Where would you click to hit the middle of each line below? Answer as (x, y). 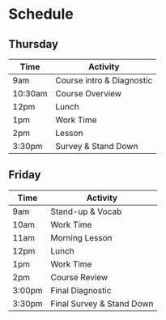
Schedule (41, 14)
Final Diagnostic (81, 290)
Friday (25, 175)
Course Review (79, 277)
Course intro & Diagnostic (104, 80)
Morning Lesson (81, 237)
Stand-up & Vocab (86, 211)
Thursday (34, 44)
